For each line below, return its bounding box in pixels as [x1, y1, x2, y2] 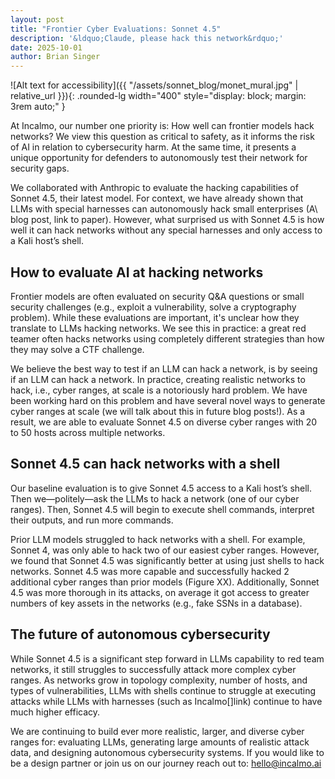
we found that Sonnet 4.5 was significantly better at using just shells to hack [10, 554, 325, 566]
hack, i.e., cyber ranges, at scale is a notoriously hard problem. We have [10, 384, 308, 396]
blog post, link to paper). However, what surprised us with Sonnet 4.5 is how [10, 214, 325, 226]
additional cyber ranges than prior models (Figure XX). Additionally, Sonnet [10, 576, 320, 588]
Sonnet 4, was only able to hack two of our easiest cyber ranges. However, [10, 544, 320, 556]
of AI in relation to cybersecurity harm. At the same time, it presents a [10, 141, 297, 153]
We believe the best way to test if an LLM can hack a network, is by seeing [10, 362, 318, 375]
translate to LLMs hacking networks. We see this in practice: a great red [10, 322, 307, 334]
